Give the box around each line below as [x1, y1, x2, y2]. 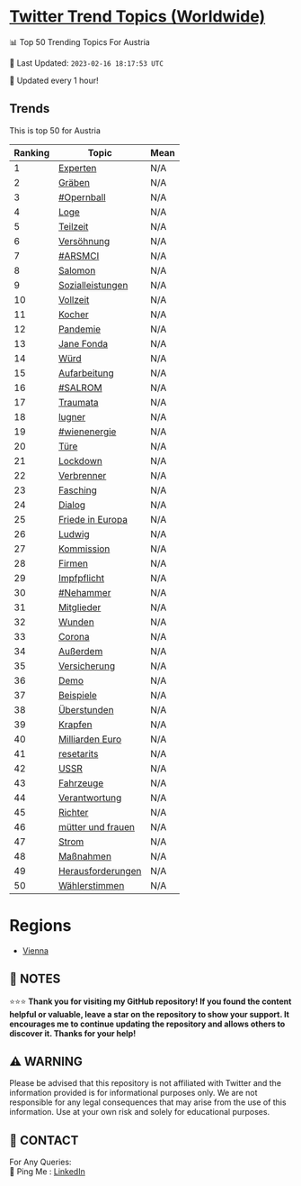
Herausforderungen [58, 864, 142, 877]
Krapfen [58, 718, 93, 731]
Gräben [58, 176, 90, 188]
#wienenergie [58, 425, 117, 438]
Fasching [58, 484, 97, 497]
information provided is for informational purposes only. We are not [9, 1088, 258, 1099]
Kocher [58, 308, 90, 321]
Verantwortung [58, 791, 122, 804]
